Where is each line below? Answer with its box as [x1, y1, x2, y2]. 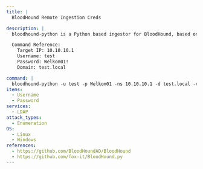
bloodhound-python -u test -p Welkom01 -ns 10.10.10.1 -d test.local [11, 81, 190, 87]
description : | [6, 25, 45, 31]
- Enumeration [11, 120, 47, 126]
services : [6, 103, 31, 109]
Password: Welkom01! [17, 59, 69, 65]
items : [6, 86, 23, 92]
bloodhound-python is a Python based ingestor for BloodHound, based [11, 31, 190, 37]
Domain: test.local [17, 64, 66, 70]
